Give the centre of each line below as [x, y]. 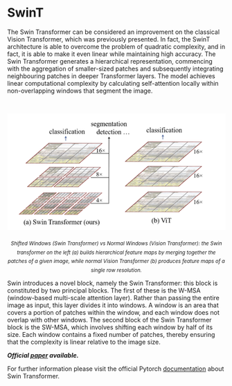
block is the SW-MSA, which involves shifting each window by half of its [110, 327]
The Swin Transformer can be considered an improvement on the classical [114, 32]
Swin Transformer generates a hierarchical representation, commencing [110, 61]
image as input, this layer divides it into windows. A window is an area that [113, 305]
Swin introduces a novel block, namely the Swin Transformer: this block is [113, 283]
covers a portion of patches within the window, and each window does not [114, 312]
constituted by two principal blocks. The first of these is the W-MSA [104, 290]
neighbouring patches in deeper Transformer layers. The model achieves [111, 76]
